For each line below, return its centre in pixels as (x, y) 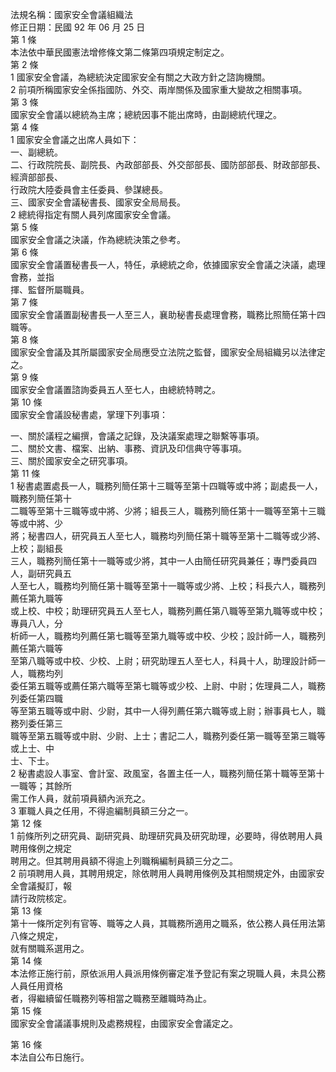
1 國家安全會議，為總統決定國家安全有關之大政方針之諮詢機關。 (140, 77)
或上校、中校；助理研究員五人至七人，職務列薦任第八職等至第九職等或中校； (168, 611)
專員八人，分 (36, 623)
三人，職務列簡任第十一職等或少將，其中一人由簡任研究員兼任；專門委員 (159, 561)
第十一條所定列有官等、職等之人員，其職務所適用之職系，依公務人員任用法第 (168, 923)
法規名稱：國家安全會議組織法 (71, 14)
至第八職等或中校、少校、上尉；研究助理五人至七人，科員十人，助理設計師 (163, 661)
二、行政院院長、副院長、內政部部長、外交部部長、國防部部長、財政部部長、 (168, 164)
